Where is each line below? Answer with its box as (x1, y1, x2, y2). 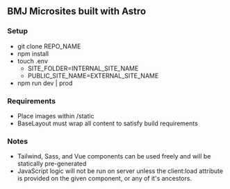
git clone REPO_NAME (17, 42, 81, 51)
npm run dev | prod (17, 79, 73, 87)
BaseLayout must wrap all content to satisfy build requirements (17, 119, 198, 127)
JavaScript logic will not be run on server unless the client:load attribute (17, 167, 224, 175)
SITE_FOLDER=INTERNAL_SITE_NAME (27, 64, 139, 72)
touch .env (17, 57, 49, 65)
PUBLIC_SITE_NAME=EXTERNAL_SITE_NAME (27, 71, 159, 80)
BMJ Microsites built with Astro (7, 6, 147, 17)
